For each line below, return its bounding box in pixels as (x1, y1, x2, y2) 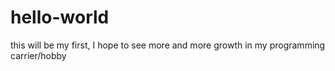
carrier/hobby (10, 49, 67, 61)
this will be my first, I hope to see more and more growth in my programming (10, 39, 326, 51)
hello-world (10, 6, 110, 29)
